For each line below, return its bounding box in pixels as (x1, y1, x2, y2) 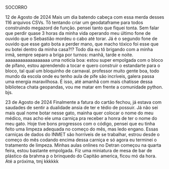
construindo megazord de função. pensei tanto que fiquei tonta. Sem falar (5, 25, 159, 31)
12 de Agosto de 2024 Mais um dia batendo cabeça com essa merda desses (5, 14, 164, 20)
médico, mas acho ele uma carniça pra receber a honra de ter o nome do (5, 115, 157, 121)
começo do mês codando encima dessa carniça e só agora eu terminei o (5, 137, 157, 143)
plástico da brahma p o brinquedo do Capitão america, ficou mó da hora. (5, 153, 157, 159)
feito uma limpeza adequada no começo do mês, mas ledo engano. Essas (5, 126, 158, 132)
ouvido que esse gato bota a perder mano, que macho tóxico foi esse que (5, 41, 159, 47)
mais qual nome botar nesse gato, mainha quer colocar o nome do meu (5, 110, 154, 116)
